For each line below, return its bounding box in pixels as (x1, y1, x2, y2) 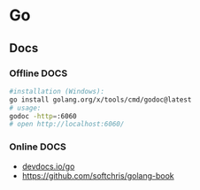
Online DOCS (9, 141, 66, 153)
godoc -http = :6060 (9, 111, 77, 120)
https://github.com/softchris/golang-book (21, 170, 174, 181)
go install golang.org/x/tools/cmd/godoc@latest (9, 95, 192, 104)
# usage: (9, 103, 42, 112)
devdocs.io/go (21, 161, 75, 171)
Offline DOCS (9, 67, 68, 80)
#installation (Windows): (9, 87, 104, 95)
